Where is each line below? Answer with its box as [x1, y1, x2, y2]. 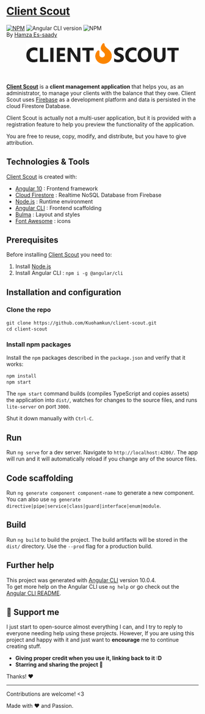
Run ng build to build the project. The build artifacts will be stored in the [6, 536, 188, 543]
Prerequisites [6, 235, 59, 245]
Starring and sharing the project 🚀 [15, 661, 103, 668]
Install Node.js [15, 263, 51, 270]
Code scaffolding [6, 473, 73, 483]
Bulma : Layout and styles [15, 211, 81, 218]
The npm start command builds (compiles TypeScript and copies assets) [6, 390, 190, 398]
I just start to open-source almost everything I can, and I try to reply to [6, 623, 183, 630]
